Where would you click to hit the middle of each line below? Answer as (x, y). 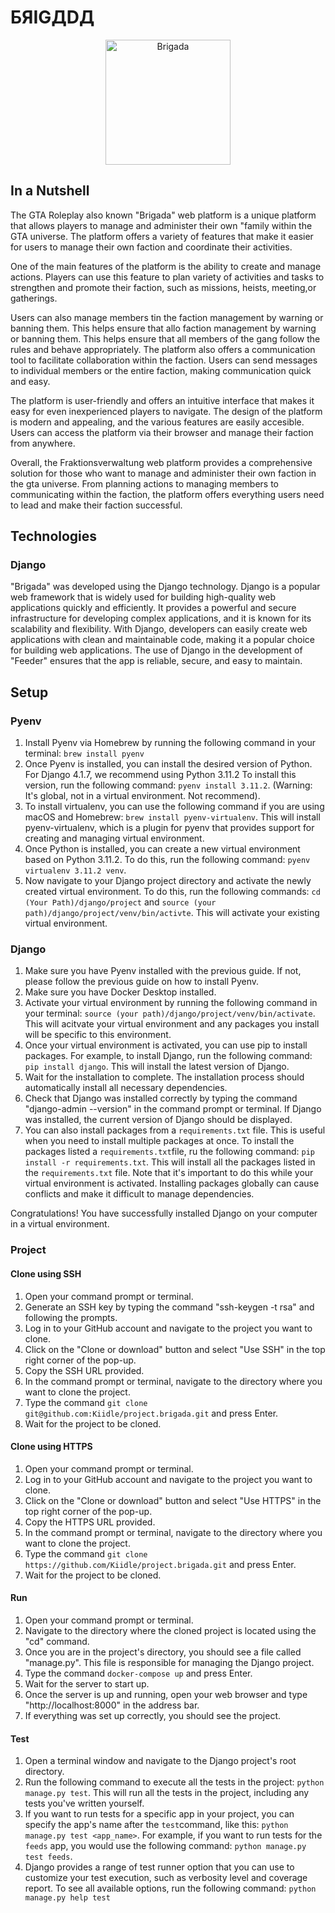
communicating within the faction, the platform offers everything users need (167, 494)
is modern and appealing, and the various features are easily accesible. (157, 422)
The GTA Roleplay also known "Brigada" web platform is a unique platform (163, 215)
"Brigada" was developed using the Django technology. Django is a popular (165, 587)
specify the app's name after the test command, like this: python (156, 1825)
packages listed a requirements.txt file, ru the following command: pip (169, 1152)
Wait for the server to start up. (87, 1683)
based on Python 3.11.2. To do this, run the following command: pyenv (167, 860)
